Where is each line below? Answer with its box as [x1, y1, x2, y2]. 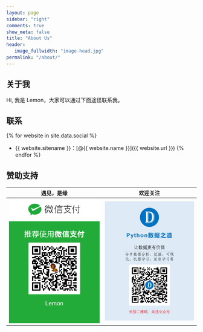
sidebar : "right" [6, 16, 50, 22]
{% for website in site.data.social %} [6, 132, 97, 139]
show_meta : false [6, 29, 50, 35]
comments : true [6, 22, 45, 28]
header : [6, 42, 26, 48]
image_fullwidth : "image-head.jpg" [14, 48, 104, 54]
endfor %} [14, 151, 41, 158]
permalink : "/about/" [6, 54, 61, 60]
